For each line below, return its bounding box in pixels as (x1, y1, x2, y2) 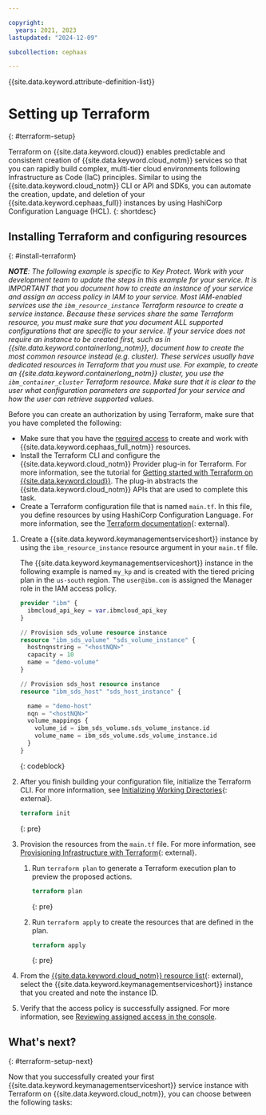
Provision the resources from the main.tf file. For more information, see (19, 839, 256, 848)
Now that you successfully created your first (8, 1072, 154, 1081)
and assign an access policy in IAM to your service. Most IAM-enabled (8, 292, 242, 301)
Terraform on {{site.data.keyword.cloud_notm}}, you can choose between (8, 1089, 252, 1099)
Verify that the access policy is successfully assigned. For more (19, 1004, 230, 1013)
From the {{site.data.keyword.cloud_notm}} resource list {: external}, (19, 971, 244, 981)
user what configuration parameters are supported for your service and (8, 386, 245, 395)
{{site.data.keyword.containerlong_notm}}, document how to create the (8, 343, 244, 352)
